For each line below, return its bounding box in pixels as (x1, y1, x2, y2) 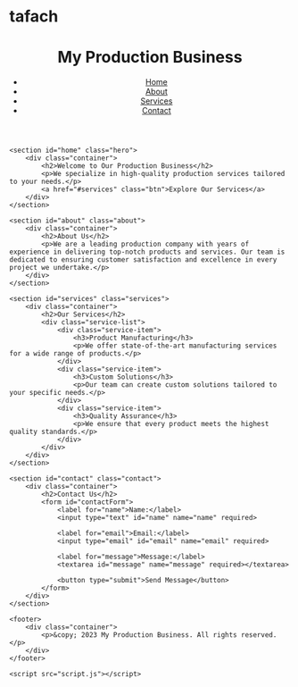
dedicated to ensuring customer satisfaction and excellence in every (9, 256, 277, 264)
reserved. (240, 631, 277, 640)
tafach (9, 6, 59, 27)
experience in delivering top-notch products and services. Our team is (9, 247, 286, 256)
